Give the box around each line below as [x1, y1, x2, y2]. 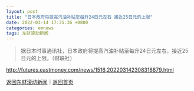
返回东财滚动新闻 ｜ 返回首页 [6, 79, 74, 86]
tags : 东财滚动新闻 [6, 31, 49, 36]
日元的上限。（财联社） [20, 55, 75, 62]
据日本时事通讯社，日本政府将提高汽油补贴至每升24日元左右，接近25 [20, 48, 189, 55]
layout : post [6, 8, 38, 15]
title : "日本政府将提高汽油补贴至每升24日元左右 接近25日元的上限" [6, 14, 153, 20]
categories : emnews [6, 25, 54, 31]
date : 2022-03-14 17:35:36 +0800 [6, 19, 88, 25]
